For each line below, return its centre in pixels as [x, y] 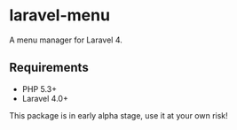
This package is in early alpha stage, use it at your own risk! [118, 115]
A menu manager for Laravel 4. [66, 40]
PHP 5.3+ [39, 88]
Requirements [49, 68]
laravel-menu [60, 15]
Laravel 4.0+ [45, 98]
